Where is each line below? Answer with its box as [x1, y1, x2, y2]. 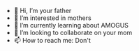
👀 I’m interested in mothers [13, 14, 92, 22]
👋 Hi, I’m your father [13, 7, 72, 14]
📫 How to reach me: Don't [13, 37, 91, 44]
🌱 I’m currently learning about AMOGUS [13, 21, 129, 29]
